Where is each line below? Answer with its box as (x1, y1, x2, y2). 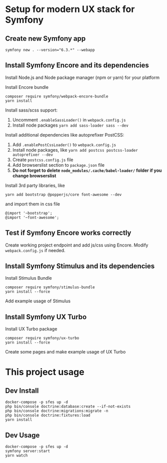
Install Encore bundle (5, 84, 49, 90)
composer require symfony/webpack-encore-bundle (5, 94, 108, 99)
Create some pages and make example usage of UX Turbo (5, 349, 126, 355)
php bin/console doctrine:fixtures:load (5, 413, 91, 418)
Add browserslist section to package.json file (12, 162, 105, 168)
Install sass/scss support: (5, 107, 58, 113)
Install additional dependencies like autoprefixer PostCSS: (5, 132, 124, 138)
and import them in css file (5, 201, 60, 207)
